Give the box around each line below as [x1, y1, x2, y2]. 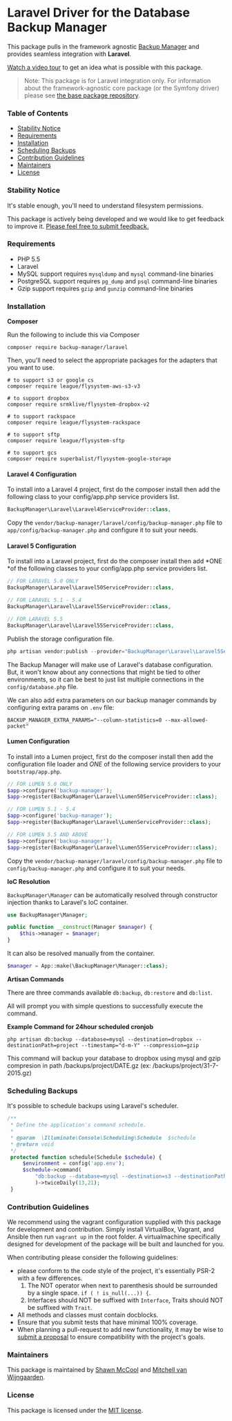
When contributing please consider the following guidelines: [7, 1253, 178, 1262]
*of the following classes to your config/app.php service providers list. [7, 565, 208, 573]
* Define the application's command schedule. [10, 1122, 147, 1129]
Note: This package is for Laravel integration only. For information [23, 76, 211, 84]
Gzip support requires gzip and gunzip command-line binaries [17, 284, 193, 292]
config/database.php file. [7, 682, 79, 690]
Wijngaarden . [7, 1373, 46, 1382]
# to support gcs [7, 449, 57, 457]
